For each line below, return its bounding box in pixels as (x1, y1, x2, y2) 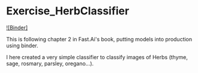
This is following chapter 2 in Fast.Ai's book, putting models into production (6, 35, 193, 42)
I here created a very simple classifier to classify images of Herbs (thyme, (6, 53, 188, 60)
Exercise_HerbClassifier (6, 4, 130, 18)
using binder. (6, 42, 39, 49)
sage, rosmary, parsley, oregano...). (6, 60, 94, 67)
